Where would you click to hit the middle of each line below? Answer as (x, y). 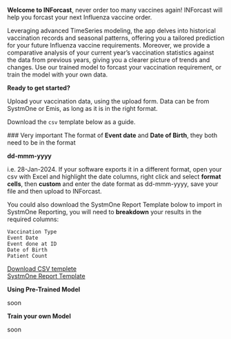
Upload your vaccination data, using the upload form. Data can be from (108, 101)
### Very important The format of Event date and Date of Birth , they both (112, 135)
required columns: (33, 219)
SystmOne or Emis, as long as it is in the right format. (82, 109)
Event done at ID (32, 244)
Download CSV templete (42, 269)
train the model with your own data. (58, 74)
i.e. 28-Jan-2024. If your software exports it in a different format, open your (114, 169)
